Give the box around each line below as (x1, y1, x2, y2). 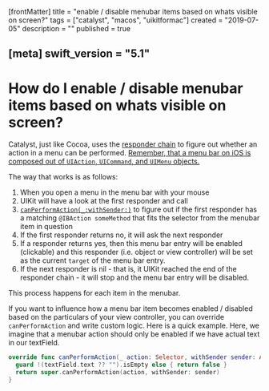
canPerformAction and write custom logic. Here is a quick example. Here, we (8, 320, 260, 331)
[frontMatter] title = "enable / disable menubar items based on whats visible (8, 7, 258, 16)
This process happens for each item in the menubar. (8, 288, 181, 298)
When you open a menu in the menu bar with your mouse (19, 187, 210, 197)
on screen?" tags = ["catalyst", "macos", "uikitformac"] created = (8, 15, 223, 25)
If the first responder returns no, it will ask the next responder (19, 230, 223, 240)
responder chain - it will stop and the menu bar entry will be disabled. (19, 272, 250, 283)
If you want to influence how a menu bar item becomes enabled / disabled (8, 304, 254, 313)
